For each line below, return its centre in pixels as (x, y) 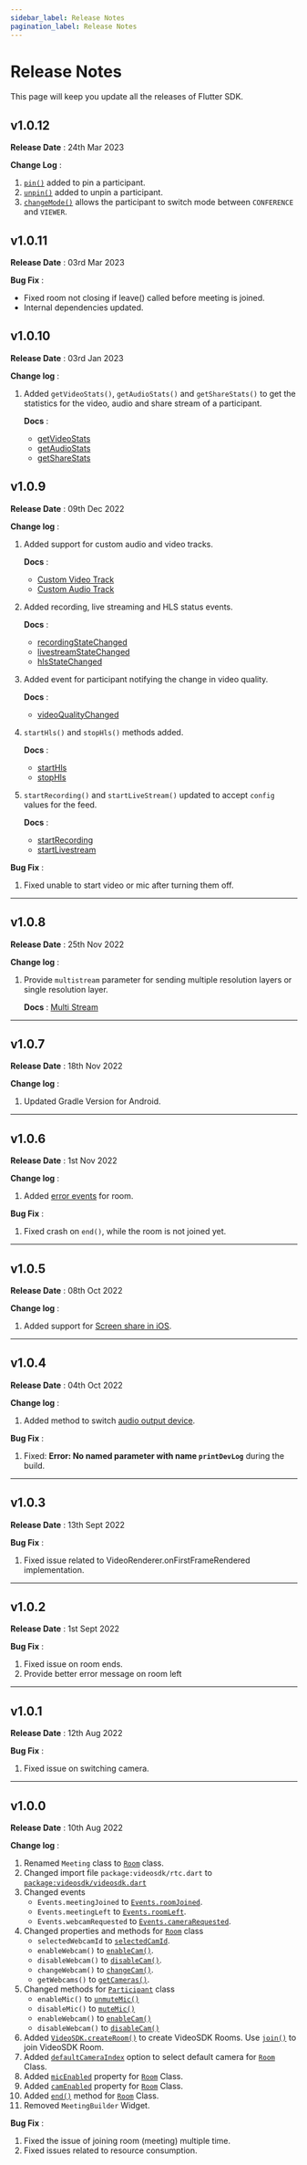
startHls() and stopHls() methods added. (103, 732)
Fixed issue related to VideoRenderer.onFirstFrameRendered (137, 1560)
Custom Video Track (76, 579)
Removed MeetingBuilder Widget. (87, 2105)
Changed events (54, 1892)
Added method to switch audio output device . (109, 1421)
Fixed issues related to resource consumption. (110, 2150)
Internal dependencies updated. (83, 307)
